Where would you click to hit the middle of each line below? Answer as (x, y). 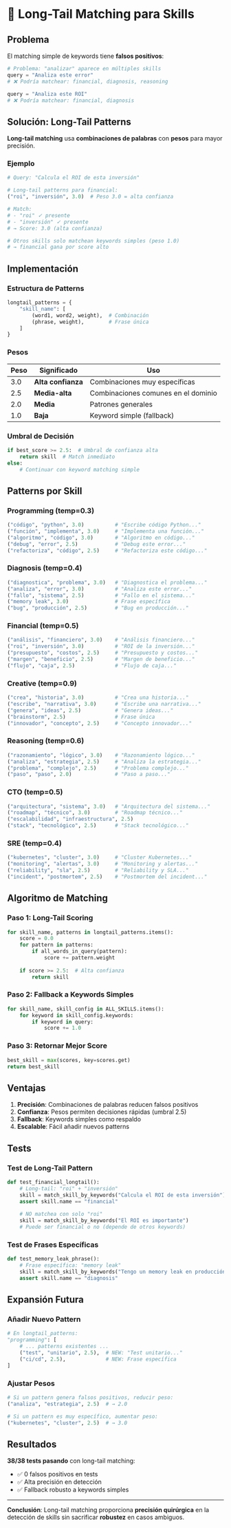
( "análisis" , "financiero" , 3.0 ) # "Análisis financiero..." (101, 640)
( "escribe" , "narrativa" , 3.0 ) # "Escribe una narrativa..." (104, 704)
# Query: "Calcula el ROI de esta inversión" (73, 178)
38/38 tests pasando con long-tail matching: (71, 1461)
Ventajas (26, 1088)
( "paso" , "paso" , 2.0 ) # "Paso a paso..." (89, 775)
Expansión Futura (45, 1300)
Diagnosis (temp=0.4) (45, 568)
